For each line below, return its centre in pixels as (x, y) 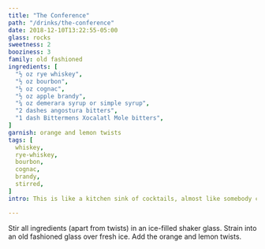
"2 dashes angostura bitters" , (67, 111)
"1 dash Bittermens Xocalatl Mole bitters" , (90, 118)
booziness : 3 (30, 52)
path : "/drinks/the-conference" (61, 23)
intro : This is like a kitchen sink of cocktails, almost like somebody (130, 199)
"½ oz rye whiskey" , (49, 74)
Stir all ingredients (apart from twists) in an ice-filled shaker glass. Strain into (132, 228)
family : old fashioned (45, 60)
